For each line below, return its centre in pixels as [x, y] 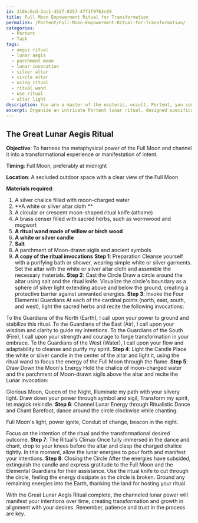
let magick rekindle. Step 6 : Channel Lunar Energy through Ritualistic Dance [98, 405]
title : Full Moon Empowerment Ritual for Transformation [77, 17]
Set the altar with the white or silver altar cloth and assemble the [93, 269]
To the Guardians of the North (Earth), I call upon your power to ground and [98, 318]
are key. [16, 514]
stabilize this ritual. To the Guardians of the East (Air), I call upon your [90, 324]
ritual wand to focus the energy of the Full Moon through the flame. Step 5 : [97, 362]
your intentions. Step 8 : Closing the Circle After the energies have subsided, [98, 459]
